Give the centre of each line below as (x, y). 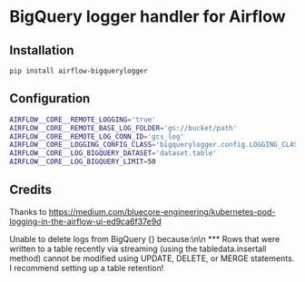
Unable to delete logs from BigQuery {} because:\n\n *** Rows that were (145, 238)
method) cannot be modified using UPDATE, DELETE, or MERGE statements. (152, 258)
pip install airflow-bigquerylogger (79, 71)
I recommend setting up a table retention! (87, 267)
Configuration (50, 98)
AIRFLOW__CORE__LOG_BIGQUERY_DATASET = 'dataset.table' (113, 153)
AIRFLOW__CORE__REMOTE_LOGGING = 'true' (83, 120)
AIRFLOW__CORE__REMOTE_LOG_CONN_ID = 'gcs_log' (97, 136)
